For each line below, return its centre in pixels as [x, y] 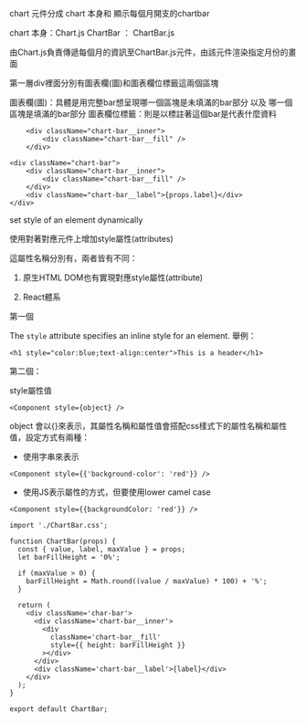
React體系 [42, 297]
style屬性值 [31, 390]
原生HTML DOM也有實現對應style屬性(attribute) [113, 278]
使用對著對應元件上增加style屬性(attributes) [91, 239]
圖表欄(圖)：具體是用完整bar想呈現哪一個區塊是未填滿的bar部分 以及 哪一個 [151, 102]
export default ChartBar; [58, 709]
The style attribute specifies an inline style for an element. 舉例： [133, 335]
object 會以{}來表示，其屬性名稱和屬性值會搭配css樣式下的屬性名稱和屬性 [148, 426]
